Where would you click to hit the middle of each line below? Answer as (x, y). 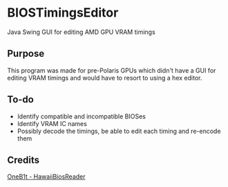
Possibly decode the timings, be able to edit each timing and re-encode (119, 131)
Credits (23, 160)
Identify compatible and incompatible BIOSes (82, 116)
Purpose (26, 54)
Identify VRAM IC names (52, 123)
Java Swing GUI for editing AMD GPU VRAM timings (81, 32)
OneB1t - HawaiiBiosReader (46, 177)
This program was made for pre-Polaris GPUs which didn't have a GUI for (112, 70)
